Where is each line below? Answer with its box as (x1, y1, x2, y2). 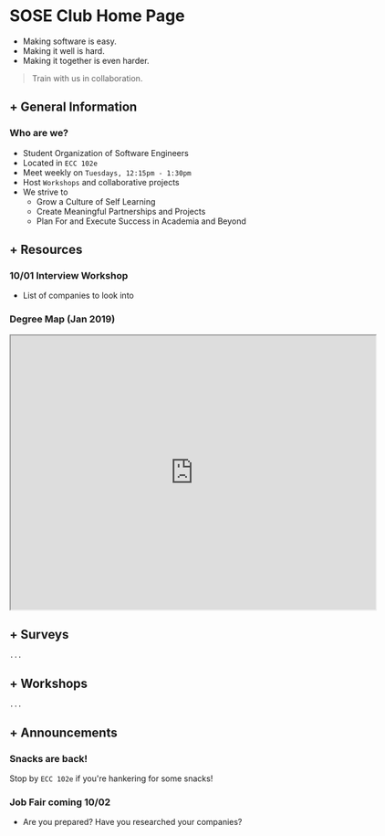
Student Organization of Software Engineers (22, 147, 189, 158)
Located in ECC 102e (22, 157, 99, 168)
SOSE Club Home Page (9, 5, 185, 26)
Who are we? (9, 127, 69, 140)
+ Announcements (9, 725, 118, 740)
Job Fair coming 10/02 (9, 796, 111, 809)
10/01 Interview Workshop (9, 269, 129, 281)
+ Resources (9, 242, 83, 258)
